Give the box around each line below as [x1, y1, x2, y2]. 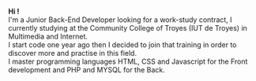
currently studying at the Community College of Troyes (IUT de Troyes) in [8, 24, 247, 32]
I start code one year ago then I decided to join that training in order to [8, 40, 237, 50]
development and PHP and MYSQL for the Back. [8, 65, 166, 74]
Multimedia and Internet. [8, 31, 88, 41]
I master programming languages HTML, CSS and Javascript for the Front [8, 57, 248, 66]
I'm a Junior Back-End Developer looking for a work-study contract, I [8, 15, 232, 24]
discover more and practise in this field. [8, 49, 137, 57]
